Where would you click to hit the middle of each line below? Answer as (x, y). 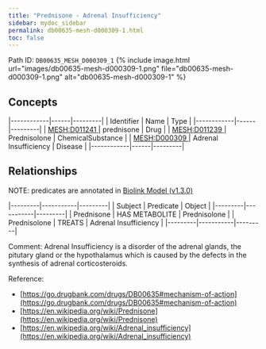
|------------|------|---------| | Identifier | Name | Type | (100, 121)
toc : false (26, 38)
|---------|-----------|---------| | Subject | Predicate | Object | (110, 205)
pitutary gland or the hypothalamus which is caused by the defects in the (128, 255)
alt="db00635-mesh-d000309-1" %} (125, 77)
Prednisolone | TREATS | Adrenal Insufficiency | (86, 222)
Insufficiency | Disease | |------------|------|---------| (96, 147)
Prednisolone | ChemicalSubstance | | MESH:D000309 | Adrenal (113, 138)
